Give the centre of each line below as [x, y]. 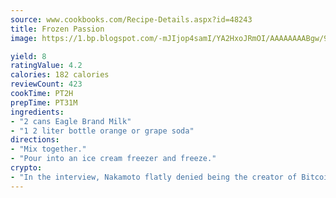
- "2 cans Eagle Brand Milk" [71, 121]
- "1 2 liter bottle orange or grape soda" [102, 131]
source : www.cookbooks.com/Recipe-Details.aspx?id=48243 [131, 19]
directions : [35, 140]
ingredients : [37, 112]
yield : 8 [28, 56]
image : [24, 38]
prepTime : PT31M [44, 102]
